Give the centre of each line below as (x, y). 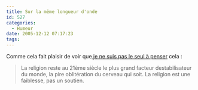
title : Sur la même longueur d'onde (52, 12)
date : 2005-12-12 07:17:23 (40, 34)
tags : (13, 39)
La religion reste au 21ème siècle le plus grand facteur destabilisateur (106, 68)
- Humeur (22, 28)
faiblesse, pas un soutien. (52, 80)
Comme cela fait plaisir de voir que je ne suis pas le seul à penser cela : (94, 56)
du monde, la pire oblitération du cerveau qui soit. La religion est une (105, 74)
